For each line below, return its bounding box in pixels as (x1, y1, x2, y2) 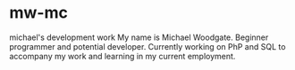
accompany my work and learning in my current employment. (9, 51, 236, 61)
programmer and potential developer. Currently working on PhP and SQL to (9, 41, 286, 51)
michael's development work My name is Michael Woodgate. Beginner (9, 32, 269, 43)
